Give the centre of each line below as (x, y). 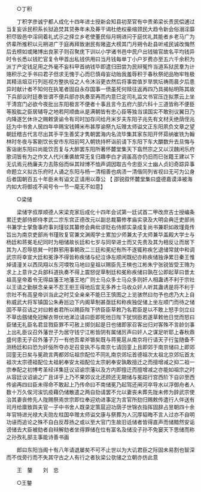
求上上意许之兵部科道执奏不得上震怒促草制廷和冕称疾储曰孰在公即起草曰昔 (98, 272)
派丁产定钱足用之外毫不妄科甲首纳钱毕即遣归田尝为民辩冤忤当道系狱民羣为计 (100, 67)
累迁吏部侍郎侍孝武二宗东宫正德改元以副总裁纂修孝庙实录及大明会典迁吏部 (98, 220)
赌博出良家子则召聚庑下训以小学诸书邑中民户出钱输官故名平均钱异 (113, 52)
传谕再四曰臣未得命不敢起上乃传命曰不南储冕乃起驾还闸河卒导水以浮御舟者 (98, 385)
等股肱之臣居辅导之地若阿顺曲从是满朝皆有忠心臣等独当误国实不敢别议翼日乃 (100, 112)
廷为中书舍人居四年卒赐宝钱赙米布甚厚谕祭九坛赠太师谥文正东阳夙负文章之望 (100, 127)
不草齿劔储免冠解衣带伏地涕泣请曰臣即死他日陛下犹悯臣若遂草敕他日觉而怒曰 (100, 317)
